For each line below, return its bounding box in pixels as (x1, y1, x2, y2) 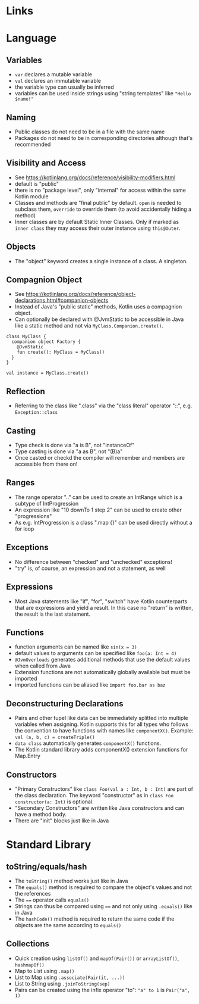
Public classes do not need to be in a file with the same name (14, 128, 165, 135)
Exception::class (14, 410, 58, 416)
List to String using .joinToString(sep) (14, 980, 110, 987)
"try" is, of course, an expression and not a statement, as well (14, 565, 166, 572)
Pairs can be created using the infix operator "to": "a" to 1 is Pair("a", (14, 986, 190, 993)
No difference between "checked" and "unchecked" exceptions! (14, 558, 173, 565)
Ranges (6, 478, 35, 488)
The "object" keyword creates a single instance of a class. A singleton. (14, 257, 188, 264)
